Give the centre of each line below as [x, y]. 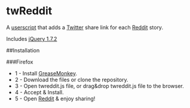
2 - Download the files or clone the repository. [71, 80]
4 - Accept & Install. [39, 92]
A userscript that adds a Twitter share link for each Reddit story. [85, 27]
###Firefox [20, 62]
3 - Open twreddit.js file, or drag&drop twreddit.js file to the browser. [99, 86]
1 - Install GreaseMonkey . [46, 73]
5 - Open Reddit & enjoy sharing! [55, 99]
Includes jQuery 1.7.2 [32, 39]
